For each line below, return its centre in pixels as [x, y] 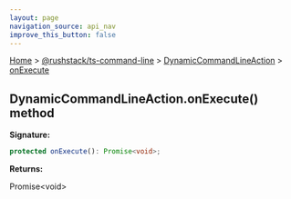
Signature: [30, 135]
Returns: [26, 169]
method [32, 113]
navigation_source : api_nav [63, 26]
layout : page [34, 18]
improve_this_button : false [63, 35]
